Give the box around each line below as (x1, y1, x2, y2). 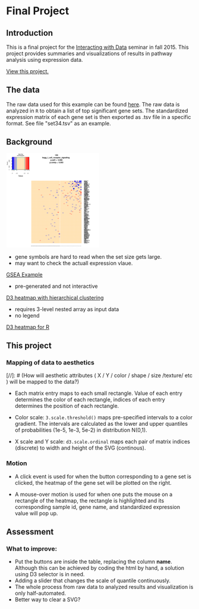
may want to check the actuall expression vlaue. (14, 259, 133, 266)
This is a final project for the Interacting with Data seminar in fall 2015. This (6, 43, 189, 51)
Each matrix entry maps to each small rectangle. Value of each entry (14, 390, 183, 397)
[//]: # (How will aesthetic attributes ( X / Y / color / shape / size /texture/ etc (6, 372, 193, 379)
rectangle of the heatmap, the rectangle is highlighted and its (14, 497, 165, 504)
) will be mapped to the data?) (6, 378, 80, 385)
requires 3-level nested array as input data (14, 305, 119, 313)
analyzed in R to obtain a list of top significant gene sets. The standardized (6, 107, 188, 114)
